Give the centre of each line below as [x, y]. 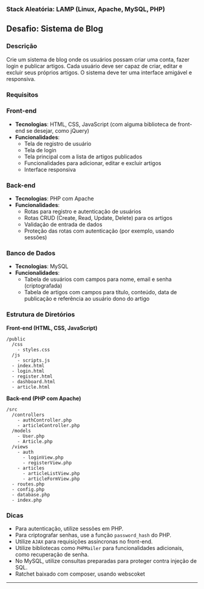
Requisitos [22, 94]
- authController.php [44, 420]
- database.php [31, 495]
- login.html [28, 371]
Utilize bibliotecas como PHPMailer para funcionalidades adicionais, [99, 548]
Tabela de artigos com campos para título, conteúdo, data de [100, 292]
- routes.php [28, 484]
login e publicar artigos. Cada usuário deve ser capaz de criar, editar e [94, 66]
